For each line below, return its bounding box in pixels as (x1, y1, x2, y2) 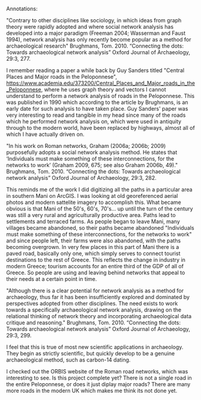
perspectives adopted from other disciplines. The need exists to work (6, 300, 178, 307)
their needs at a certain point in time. (6, 275, 97, 282)
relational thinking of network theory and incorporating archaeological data (6, 313, 192, 319)
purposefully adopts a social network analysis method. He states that (6, 149, 178, 156)
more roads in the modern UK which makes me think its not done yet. (6, 387, 178, 394)
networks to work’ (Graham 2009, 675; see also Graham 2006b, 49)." (6, 162, 178, 168)
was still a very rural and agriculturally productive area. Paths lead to (6, 212, 176, 218)
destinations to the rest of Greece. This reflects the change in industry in (6, 256, 186, 263)
